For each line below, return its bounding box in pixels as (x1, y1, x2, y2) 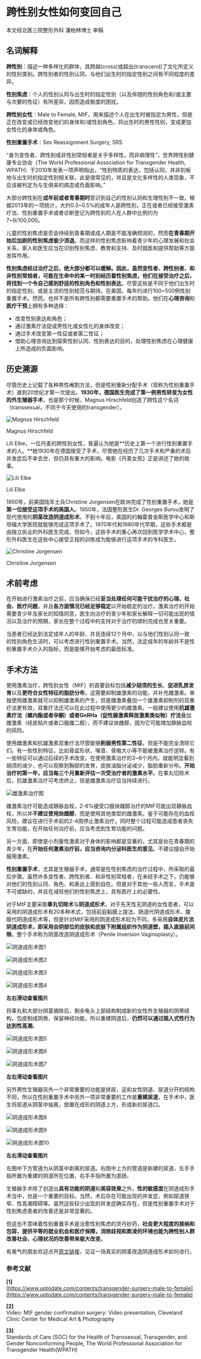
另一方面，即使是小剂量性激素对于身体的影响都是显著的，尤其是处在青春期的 (6, 838, 195, 845)
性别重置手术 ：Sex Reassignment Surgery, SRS (6, 139, 123, 146)
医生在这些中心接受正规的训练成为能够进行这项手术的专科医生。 (22, 535, 179, 543)
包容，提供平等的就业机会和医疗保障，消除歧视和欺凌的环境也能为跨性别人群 (6, 1228, 195, 1235)
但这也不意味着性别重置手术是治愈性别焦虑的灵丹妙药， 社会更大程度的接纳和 (6, 1220, 195, 1228)
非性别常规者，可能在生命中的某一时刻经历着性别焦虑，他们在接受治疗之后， (6, 272, 195, 279)
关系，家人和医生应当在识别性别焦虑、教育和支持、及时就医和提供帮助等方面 (6, 244, 195, 251)
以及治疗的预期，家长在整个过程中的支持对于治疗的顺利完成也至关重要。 (11, 617, 190, 625)
